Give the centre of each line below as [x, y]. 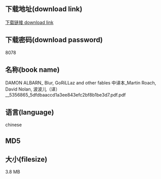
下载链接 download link [29, 22]
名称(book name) [33, 70]
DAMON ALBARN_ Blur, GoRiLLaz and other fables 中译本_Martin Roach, [81, 83]
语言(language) [30, 112]
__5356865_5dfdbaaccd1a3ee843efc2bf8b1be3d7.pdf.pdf [66, 95]
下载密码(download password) [54, 40]
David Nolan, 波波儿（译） [33, 89]
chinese [13, 125]
